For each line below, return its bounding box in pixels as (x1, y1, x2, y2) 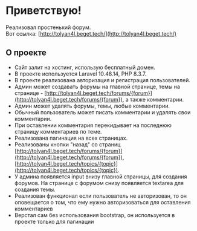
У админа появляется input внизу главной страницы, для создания (14, 173, 187, 180)
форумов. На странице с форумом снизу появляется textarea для (14, 179, 184, 186)
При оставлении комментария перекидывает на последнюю (14, 122, 172, 129)
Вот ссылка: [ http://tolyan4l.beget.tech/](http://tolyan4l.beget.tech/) (5, 30, 176, 37)
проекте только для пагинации (14, 218, 94, 225)
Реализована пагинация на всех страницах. (14, 134, 128, 142)
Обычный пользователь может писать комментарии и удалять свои (14, 108, 191, 115)
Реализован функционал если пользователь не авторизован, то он (14, 192, 187, 200)
